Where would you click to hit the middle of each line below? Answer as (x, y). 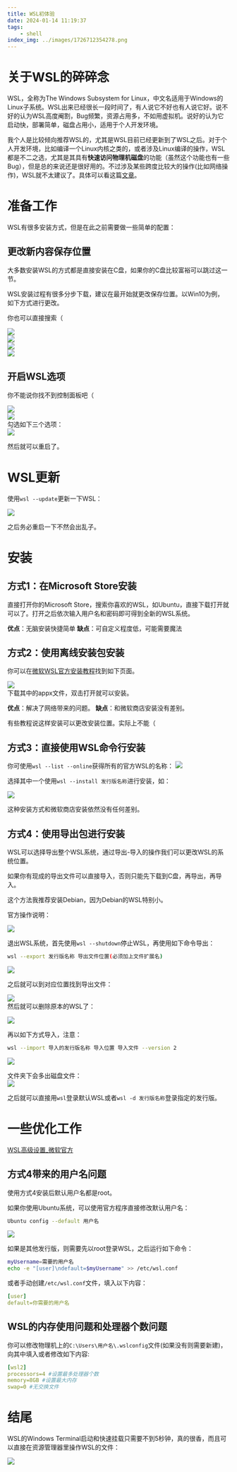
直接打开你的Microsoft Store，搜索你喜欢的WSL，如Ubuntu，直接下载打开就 (118, 604)
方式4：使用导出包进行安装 (66, 834)
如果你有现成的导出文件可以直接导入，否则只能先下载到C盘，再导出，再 (112, 876)
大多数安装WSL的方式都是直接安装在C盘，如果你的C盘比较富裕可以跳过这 (115, 270)
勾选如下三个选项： (35, 424)
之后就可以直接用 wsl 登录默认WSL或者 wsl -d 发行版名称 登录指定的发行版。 (114, 1097)
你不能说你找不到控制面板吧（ (50, 395)
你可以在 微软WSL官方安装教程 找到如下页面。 (73, 671)
